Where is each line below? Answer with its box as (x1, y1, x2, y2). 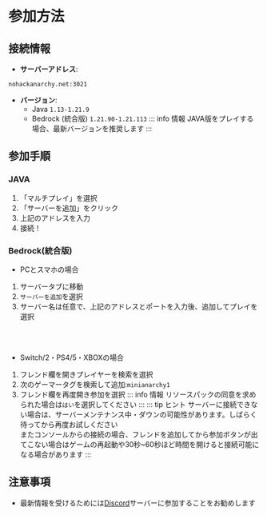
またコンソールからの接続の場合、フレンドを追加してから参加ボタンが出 (19, 429, 258, 439)
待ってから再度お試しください (19, 419, 118, 429)
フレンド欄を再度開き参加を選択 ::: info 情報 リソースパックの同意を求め (19, 389, 257, 399)
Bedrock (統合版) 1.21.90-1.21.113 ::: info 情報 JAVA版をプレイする (31, 114, 254, 123)
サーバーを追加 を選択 (19, 291, 83, 301)
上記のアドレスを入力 (19, 213, 90, 222)
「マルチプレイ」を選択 (19, 193, 98, 202)
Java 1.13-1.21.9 (31, 105, 90, 114)
